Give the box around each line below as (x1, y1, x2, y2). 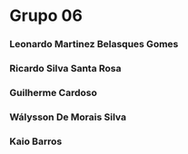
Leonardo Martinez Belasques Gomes (9, 38, 179, 51)
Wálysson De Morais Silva (9, 111, 127, 123)
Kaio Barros (9, 135, 63, 148)
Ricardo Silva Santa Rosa (9, 63, 122, 75)
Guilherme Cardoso (9, 86, 97, 99)
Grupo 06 (9, 5, 84, 26)
